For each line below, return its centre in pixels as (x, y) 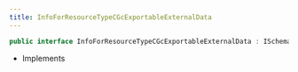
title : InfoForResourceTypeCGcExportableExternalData (111, 17)
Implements (43, 58)
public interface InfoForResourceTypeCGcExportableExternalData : (134, 41)
